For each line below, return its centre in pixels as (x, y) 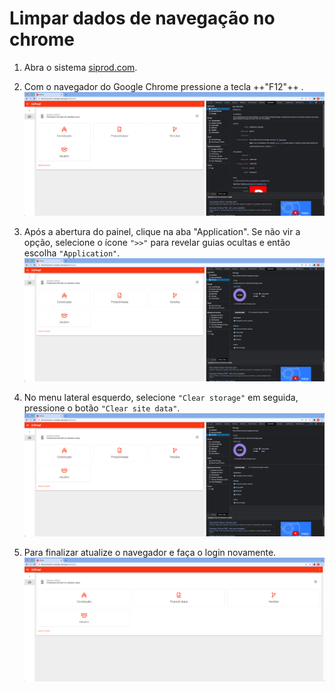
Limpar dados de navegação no (142, 18)
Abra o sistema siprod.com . (80, 67)
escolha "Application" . (72, 253)
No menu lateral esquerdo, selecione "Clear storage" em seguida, (161, 397)
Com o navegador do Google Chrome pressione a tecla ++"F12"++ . (163, 86)
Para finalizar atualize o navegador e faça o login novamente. (150, 553)
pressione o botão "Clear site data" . (102, 408)
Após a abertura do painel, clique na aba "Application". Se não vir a (162, 231)
